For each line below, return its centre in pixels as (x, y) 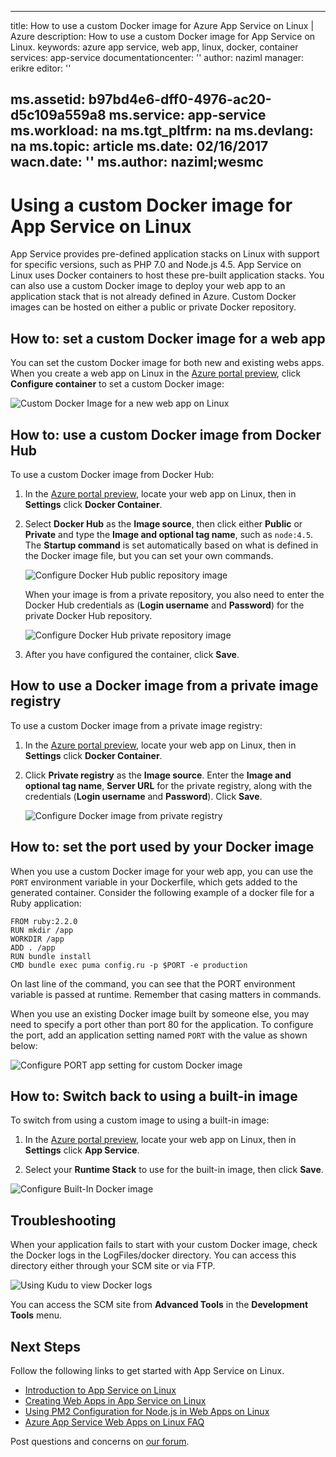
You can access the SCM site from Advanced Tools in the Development (159, 1305)
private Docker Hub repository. (88, 615)
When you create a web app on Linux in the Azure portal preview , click (156, 373)
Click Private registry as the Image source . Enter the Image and (158, 775)
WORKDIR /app (37, 939)
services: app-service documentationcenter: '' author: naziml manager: (157, 57)
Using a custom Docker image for (151, 205)
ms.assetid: (48, 99)
